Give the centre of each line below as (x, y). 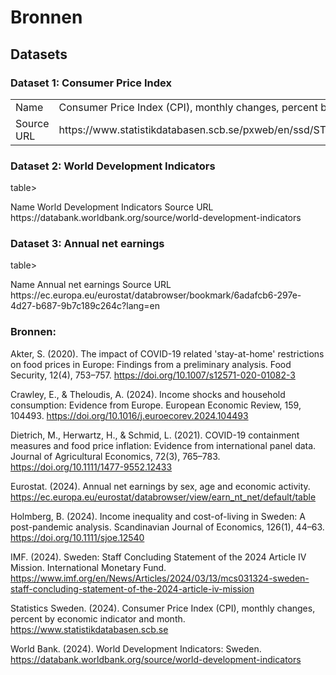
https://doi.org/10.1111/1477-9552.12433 (91, 467)
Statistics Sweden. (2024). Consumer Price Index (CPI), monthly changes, (163, 608)
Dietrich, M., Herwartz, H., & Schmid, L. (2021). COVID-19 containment (155, 435)
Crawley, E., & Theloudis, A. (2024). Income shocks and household (148, 394)
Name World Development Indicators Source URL (112, 207)
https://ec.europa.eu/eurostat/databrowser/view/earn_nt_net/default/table (163, 497)
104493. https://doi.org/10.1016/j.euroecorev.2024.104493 (129, 415)
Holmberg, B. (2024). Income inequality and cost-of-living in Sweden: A (158, 516)
